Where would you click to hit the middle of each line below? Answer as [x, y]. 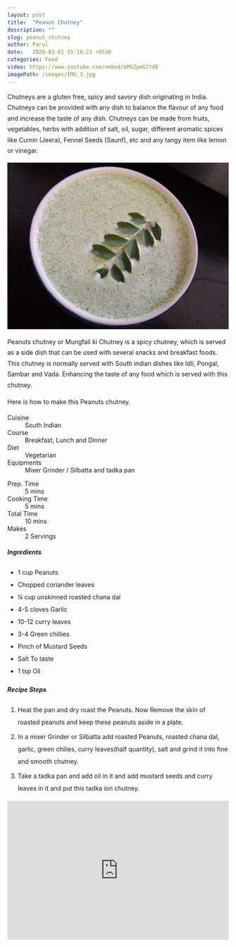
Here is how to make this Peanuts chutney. [69, 402]
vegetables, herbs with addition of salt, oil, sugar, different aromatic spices [115, 129]
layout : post [26, 15]
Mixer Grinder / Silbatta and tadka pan [80, 470]
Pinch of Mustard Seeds [52, 646]
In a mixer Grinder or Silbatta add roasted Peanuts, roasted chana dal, [118, 736]
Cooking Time [27, 499]
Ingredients [25, 552]
